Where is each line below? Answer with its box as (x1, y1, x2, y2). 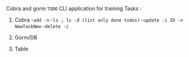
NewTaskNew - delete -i (14, 23, 69, 29)
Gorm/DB (14, 34, 38, 41)
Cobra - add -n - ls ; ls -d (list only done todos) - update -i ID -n (14, 16, 183, 23)
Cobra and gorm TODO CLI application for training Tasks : (6, 5, 142, 12)
